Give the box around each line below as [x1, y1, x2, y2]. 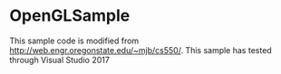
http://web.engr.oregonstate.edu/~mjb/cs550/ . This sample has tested [9, 44, 272, 55]
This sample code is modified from [9, 35, 140, 46]
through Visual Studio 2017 [9, 54, 111, 65]
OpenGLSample [9, 5, 131, 26]
